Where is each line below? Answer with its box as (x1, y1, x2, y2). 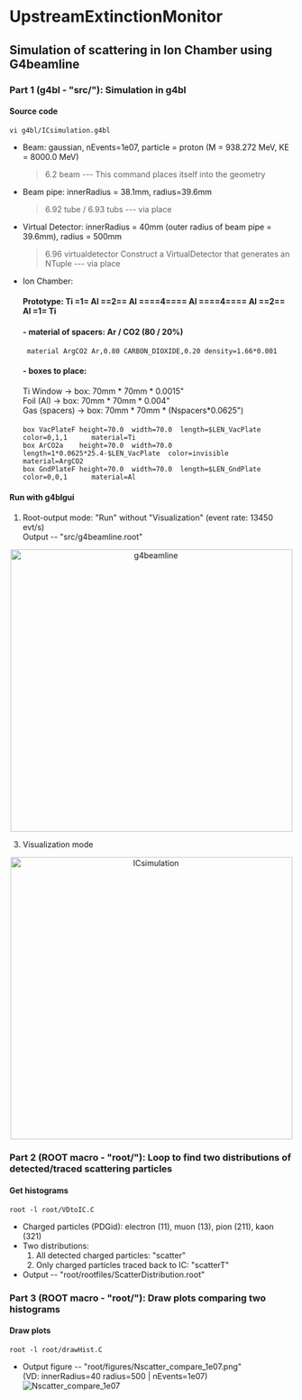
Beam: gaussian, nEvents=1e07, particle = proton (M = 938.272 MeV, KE (22, 142, 290, 153)
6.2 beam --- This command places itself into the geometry (44, 169, 266, 180)
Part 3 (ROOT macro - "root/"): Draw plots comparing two (9, 1292, 266, 1304)
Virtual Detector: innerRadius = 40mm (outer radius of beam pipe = (22, 221, 272, 232)
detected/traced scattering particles (9, 1162, 173, 1175)
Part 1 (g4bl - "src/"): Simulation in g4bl (9, 83, 187, 96)
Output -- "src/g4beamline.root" (22, 531, 143, 542)
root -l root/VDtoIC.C (9, 1205, 95, 1214)
